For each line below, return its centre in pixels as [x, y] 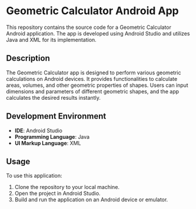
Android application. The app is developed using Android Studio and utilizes [98, 33]
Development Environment [56, 116]
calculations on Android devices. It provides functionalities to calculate [92, 79]
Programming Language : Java [52, 136]
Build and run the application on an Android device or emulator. [91, 200]
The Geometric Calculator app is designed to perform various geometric [94, 73]
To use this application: [34, 176]
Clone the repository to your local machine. [67, 187]
